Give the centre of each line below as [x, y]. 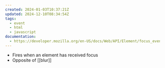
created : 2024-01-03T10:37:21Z [37, 9]
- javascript [23, 32]
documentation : [21, 37]
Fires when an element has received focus [55, 55]
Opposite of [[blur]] [32, 60]
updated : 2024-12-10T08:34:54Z [37, 14]
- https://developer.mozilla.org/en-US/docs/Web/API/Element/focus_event [86, 41]
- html [16, 28]
